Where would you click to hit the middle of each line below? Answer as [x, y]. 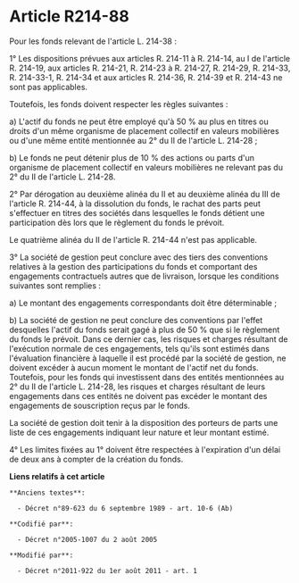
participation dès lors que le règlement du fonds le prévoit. [117, 222]
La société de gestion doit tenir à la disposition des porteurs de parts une [144, 422]
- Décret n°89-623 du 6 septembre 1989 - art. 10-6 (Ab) [125, 508]
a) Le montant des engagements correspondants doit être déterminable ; [143, 303]
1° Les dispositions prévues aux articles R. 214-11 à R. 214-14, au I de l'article [150, 58]
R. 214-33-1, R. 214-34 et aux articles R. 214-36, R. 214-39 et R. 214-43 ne [146, 77]
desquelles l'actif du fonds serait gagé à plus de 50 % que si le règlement [145, 329]
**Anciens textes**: [48, 493]
